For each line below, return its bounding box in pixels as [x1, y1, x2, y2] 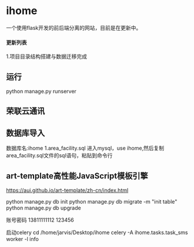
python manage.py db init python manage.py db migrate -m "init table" [6, 198, 178, 205]
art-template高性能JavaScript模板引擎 [6, 171, 148, 181]
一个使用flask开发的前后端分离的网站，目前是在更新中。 [6, 24, 142, 31]
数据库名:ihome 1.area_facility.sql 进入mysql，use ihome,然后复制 [6, 145, 165, 152]
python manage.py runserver [6, 87, 76, 94]
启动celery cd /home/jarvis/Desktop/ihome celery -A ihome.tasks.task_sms [6, 229, 188, 236]
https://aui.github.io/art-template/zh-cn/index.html [6, 187, 129, 194]
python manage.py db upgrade [6, 204, 81, 211]
